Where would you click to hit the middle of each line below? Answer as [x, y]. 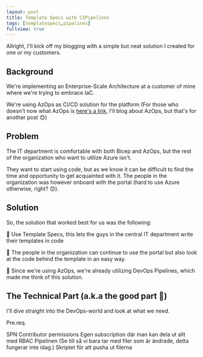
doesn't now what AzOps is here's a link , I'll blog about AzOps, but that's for [101, 111]
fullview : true [25, 29]
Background [30, 71]
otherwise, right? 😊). [33, 188]
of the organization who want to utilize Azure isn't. [69, 157]
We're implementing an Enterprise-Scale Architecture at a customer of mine [101, 86]
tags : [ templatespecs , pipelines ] [48, 23]
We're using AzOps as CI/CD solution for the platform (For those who [92, 104]
